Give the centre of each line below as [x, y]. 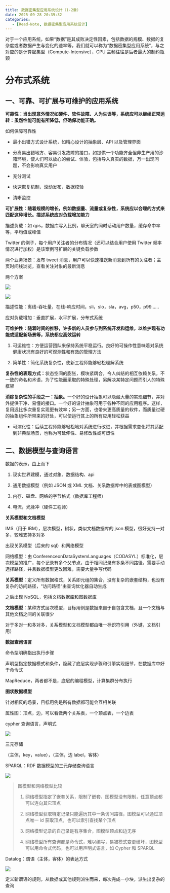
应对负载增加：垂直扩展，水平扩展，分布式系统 [54, 318]
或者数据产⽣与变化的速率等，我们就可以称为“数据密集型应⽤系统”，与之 [89, 46]
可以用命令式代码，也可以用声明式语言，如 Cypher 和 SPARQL [90, 848]
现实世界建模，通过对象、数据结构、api [53, 474]
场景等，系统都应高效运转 [54, 335]
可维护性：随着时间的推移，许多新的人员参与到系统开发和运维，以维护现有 [83, 328]
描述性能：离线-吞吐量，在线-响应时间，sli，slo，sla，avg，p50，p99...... [82, 307]
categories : [18, 19]
